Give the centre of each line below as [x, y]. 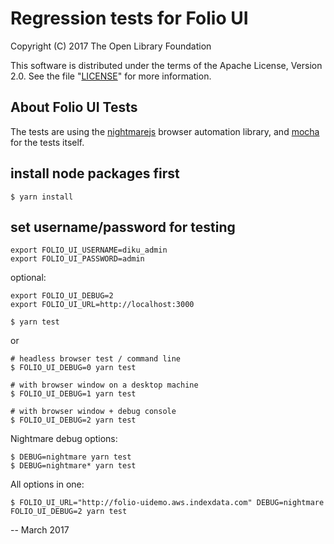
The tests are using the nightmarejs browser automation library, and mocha [165, 131]
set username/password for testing [123, 227]
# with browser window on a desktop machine [104, 385]
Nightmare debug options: [64, 439]
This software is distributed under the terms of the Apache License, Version [166, 65]
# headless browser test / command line [96, 359]
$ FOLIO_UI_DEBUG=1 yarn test [73, 394]
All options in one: [47, 484]
